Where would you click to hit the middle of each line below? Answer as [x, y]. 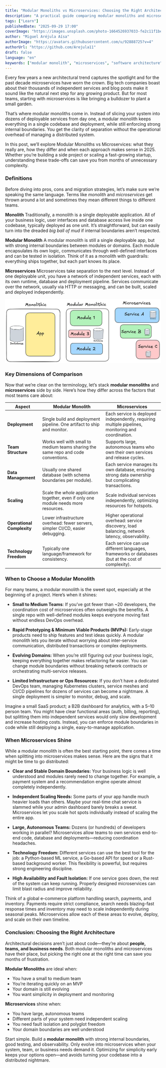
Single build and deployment [71, 419]
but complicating [123, 480]
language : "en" [21, 58]
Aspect [23, 406]
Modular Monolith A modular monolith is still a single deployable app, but [80, 240]
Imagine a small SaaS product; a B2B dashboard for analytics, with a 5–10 [80, 706]
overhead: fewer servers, [68, 523]
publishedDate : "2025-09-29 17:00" [42, 26]
